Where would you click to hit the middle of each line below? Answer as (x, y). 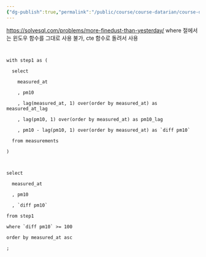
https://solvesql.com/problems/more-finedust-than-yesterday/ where (94, 30)
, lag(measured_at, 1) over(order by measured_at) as (87, 103)
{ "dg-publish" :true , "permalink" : (49, 12)
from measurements (36, 141)
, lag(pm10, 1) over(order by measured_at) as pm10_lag (90, 119)
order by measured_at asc (39, 237)
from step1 (20, 216)
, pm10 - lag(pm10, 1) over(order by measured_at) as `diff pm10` (104, 130)
